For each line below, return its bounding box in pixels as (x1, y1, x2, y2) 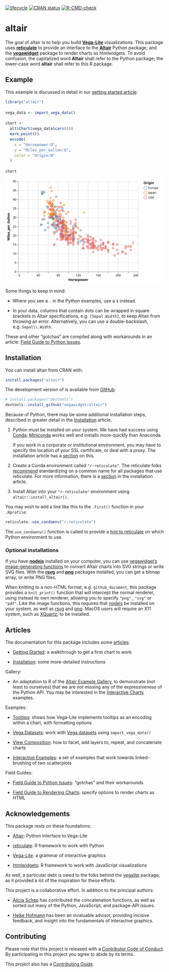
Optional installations (5, 547, 59, 553)
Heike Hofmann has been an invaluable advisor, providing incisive (12, 912, 150, 918)
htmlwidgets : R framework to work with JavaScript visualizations (12, 862, 147, 868)
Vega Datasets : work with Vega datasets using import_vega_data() (12, 730, 151, 736)
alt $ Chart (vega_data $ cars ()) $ (10, 126, 73, 131)
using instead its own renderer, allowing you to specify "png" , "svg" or (5, 595, 152, 601)
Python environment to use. (5, 534, 63, 540)
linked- (135, 755, 150, 761)
